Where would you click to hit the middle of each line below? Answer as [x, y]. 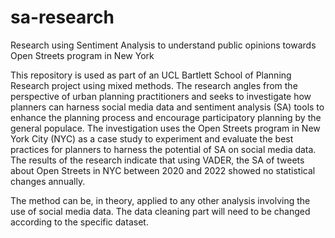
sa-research [62, 17]
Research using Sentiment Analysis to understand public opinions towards [163, 45]
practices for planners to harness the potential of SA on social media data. [163, 149]
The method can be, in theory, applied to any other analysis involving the [160, 200]
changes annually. [48, 181]
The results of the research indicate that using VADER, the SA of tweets [157, 160]
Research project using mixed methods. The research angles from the [154, 85]
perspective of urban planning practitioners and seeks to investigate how [161, 96]
